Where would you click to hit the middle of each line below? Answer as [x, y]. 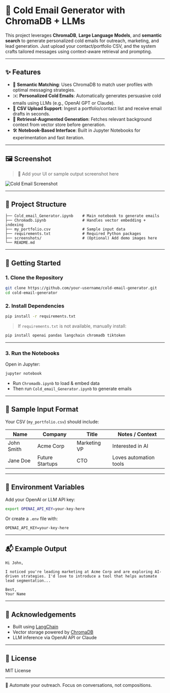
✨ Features [23, 72]
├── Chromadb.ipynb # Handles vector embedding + [75, 221]
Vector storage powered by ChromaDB [53, 632]
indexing [14, 225]
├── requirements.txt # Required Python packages [73, 234]
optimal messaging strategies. [44, 90]
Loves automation [133, 457]
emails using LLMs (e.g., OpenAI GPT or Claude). [64, 103]
